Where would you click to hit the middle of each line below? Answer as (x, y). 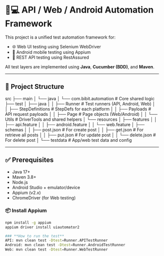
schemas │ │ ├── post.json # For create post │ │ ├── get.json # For (74, 129)
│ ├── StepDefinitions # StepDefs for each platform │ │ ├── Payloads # (78, 109)
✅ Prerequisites (29, 160)
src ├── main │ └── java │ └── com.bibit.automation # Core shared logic (80, 98)
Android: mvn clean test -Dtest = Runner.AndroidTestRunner (65, 245)
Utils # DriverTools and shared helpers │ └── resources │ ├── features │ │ (81, 119)
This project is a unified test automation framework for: (60, 37)
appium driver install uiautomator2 (42, 227)
